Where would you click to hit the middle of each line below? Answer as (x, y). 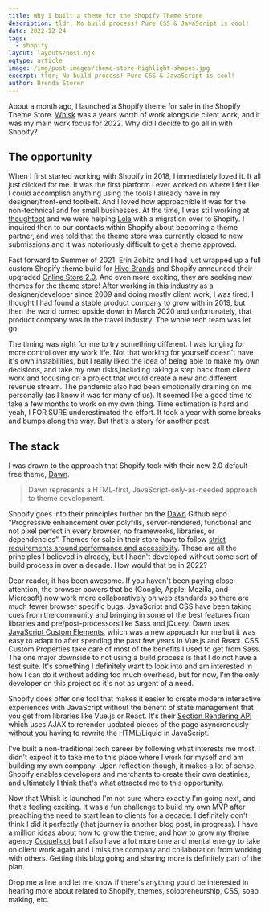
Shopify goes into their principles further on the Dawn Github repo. (119, 514)
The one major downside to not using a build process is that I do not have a (133, 658)
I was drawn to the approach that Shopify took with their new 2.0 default (128, 466)
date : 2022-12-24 (37, 31)
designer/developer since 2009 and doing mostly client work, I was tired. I (131, 294)
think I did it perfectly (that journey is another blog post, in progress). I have (133, 824)
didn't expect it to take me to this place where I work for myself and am (126, 758)
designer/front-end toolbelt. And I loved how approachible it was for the (127, 202)
